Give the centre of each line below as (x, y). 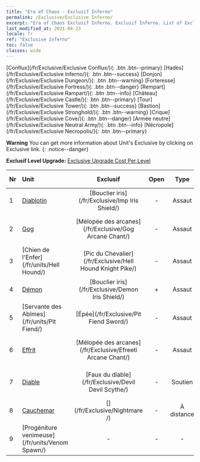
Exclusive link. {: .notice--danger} (47, 149)
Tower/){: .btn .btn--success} (101, 106)
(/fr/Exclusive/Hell (108, 261)
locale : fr (20, 34)
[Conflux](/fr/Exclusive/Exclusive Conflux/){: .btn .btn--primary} (84, 68)
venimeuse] (38, 435)
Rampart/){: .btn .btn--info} (99, 93)
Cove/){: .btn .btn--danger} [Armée (108, 118)
